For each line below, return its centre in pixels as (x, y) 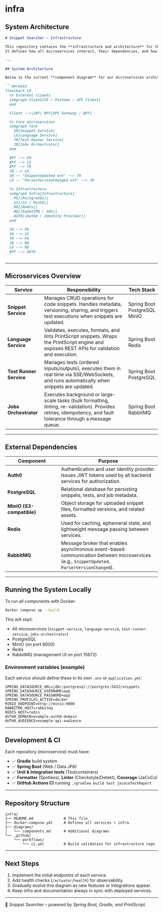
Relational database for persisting (99, 489)
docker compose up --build (32, 610)
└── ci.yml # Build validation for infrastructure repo (89, 844)
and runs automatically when (77, 381)
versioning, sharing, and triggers (81, 310)
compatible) (22, 512)
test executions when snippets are (83, 316)
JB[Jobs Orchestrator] (37, 144)
